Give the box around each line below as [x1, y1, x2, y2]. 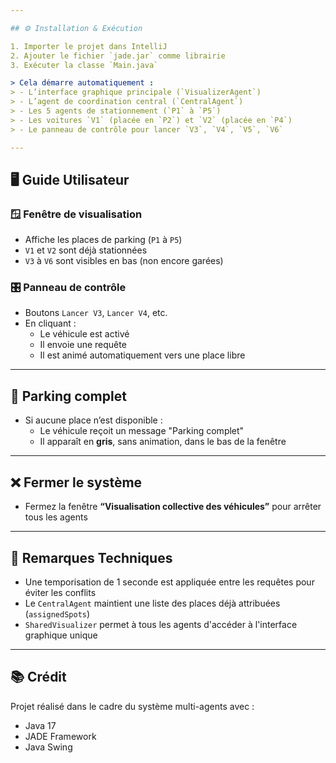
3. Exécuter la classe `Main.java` [10, 60, 159, 70]
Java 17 [24, 719, 57, 731]
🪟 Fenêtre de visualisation [10, 207, 143, 221]
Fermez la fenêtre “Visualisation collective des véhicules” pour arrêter [24, 501, 322, 513]
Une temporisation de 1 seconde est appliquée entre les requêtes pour [24, 576, 315, 588]
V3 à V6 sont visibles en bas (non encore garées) [24, 255, 224, 267]
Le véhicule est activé [39, 328, 130, 340]
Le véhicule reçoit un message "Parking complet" [39, 425, 245, 437]
